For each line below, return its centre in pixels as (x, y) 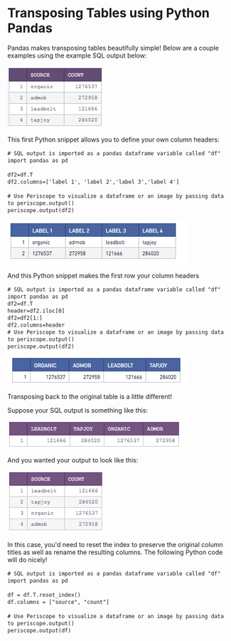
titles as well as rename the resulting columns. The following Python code (115, 552)
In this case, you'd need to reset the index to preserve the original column (116, 544)
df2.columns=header (36, 325)
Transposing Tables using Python (108, 13)
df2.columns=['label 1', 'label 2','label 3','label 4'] (93, 182)
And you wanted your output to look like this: (73, 460)
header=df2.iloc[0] (36, 311)
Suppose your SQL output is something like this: (77, 410)
